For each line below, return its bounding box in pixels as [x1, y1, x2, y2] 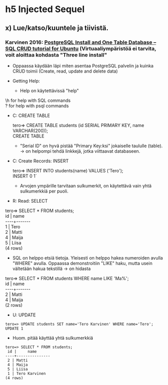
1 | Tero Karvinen [7, 371, 46, 376]
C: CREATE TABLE [12, 112, 50, 118]
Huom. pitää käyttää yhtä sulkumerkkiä [12, 335, 93, 341]
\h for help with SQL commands [5, 97, 71, 103]
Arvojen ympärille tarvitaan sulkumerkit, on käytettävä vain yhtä [20, 182, 152, 188]
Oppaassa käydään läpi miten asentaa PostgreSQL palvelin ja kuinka [12, 62, 154, 69]
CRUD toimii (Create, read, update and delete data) [12, 68, 118, 74]
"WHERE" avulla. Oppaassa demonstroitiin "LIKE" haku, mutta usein [12, 260, 153, 266]
